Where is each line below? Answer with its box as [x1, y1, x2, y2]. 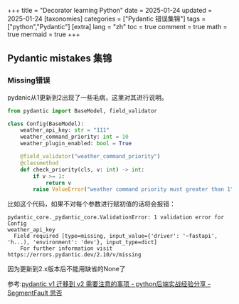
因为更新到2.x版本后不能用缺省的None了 [7, 265, 126, 273]
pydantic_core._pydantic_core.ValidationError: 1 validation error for [7, 214, 224, 221]
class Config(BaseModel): [7, 120, 84, 127]
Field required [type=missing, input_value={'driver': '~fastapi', [14, 233, 218, 240]
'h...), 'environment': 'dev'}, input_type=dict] [7, 239, 158, 246]
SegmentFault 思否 [7, 288, 63, 298]
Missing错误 [7, 75, 51, 85]
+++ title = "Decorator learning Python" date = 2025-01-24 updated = [7, 6, 213, 14]
